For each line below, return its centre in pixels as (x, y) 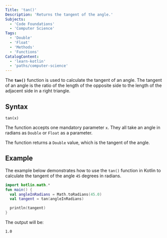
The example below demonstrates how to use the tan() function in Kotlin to (83, 170)
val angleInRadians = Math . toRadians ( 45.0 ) (56, 194)
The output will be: (25, 222)
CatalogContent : (22, 56)
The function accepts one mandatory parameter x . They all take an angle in (83, 127)
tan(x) (12, 118)
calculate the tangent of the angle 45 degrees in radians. (63, 176)
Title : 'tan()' (21, 10)
